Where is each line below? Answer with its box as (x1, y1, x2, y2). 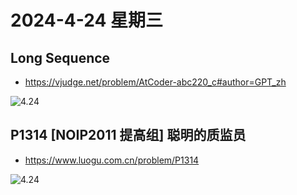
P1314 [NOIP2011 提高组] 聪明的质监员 (10, 127, 247, 144)
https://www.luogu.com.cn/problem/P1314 (24, 154, 200, 166)
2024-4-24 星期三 (10, 9, 163, 32)
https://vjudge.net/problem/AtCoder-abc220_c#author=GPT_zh (24, 76, 287, 88)
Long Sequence (10, 49, 111, 66)
